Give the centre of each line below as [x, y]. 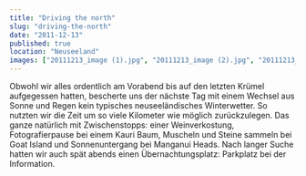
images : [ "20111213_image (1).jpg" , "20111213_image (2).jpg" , [132, 60]
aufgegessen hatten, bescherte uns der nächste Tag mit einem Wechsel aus [152, 96]
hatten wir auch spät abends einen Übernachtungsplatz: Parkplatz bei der [148, 154]
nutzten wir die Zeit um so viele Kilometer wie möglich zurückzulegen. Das [149, 115]
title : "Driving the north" [63, 18]
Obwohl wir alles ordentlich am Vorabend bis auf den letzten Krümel [137, 86]
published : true [40, 43]
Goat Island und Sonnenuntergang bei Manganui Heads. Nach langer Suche [152, 144]
